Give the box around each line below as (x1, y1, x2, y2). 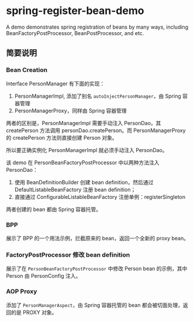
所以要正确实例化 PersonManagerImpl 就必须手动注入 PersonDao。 (6, 146, 168, 153)
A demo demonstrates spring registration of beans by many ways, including (6, 23, 189, 30)
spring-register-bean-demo (6, 4, 144, 18)
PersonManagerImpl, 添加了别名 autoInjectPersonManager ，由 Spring (14, 92, 181, 99)
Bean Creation (6, 66, 48, 74)
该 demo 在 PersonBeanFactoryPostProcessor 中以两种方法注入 (6, 159, 160, 166)
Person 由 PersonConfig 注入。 (6, 272, 81, 279)
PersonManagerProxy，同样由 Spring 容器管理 (14, 107, 127, 114)
